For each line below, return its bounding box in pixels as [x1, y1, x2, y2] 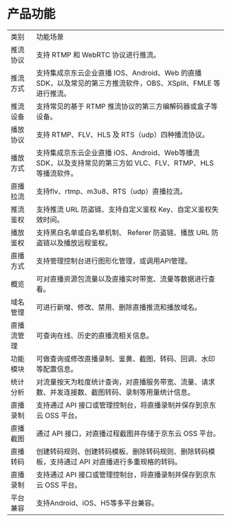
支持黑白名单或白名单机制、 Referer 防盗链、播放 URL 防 [36, 227, 219, 237]
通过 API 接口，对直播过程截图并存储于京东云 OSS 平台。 [36, 429, 220, 438]
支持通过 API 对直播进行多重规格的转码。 [49, 457, 182, 466]
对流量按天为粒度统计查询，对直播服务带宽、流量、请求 [36, 377, 215, 387]
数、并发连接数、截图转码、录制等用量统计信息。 [36, 387, 195, 397]
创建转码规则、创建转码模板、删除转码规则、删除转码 [36, 446, 208, 456]
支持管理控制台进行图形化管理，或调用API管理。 [36, 256, 192, 265]
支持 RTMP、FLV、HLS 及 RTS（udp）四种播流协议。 [36, 130, 210, 139]
